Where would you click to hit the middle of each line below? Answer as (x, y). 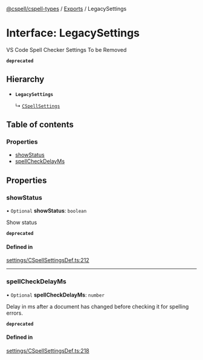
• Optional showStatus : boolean (47, 211)
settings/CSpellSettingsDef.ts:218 (48, 350)
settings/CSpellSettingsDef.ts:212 (48, 260)
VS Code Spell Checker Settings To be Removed (66, 50)
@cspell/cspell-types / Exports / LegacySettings (66, 9)
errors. (14, 313)
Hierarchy (25, 79)
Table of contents (40, 125)
